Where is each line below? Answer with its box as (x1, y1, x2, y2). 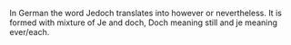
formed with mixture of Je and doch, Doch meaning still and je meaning (9, 17, 278, 28)
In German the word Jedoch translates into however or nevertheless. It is (9, 8, 282, 18)
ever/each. (9, 27, 50, 37)
